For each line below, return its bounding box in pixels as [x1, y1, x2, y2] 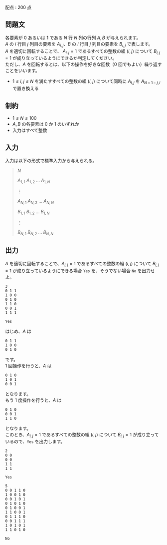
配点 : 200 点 [5, 5, 32, 10]
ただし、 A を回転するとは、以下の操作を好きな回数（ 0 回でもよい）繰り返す [5, 62, 162, 68]
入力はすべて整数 [12, 127, 47, 134]
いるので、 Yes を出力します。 [5, 438, 65, 444]
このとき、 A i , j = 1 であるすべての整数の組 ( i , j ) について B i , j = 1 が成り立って [5, 431, 159, 439]
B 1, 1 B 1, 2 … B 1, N [17, 209, 50, 216]
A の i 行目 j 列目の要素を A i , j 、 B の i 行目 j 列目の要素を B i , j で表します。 [5, 41, 153, 48]
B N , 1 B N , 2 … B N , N [17, 229, 54, 237]
